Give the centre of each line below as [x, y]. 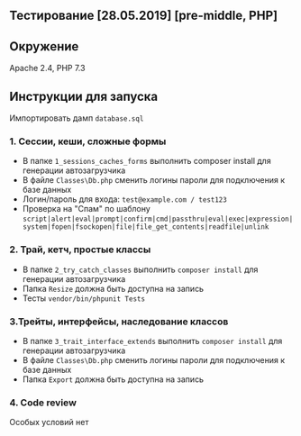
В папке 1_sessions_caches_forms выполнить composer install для [147, 161]
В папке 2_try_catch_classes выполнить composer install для [140, 269]
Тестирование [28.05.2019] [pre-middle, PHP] [143, 16]
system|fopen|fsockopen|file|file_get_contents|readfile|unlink [146, 227]
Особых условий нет [49, 422]
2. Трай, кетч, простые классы [80, 250]
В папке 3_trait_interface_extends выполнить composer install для [152, 341]
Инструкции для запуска [84, 96]
